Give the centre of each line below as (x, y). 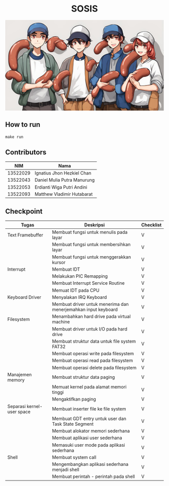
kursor (59, 262)
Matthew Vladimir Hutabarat (64, 194)
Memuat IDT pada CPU (76, 290)
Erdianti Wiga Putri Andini (61, 187)
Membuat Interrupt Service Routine (88, 283)
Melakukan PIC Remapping (80, 276)
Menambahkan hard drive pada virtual (91, 316)
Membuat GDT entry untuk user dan (89, 419)
